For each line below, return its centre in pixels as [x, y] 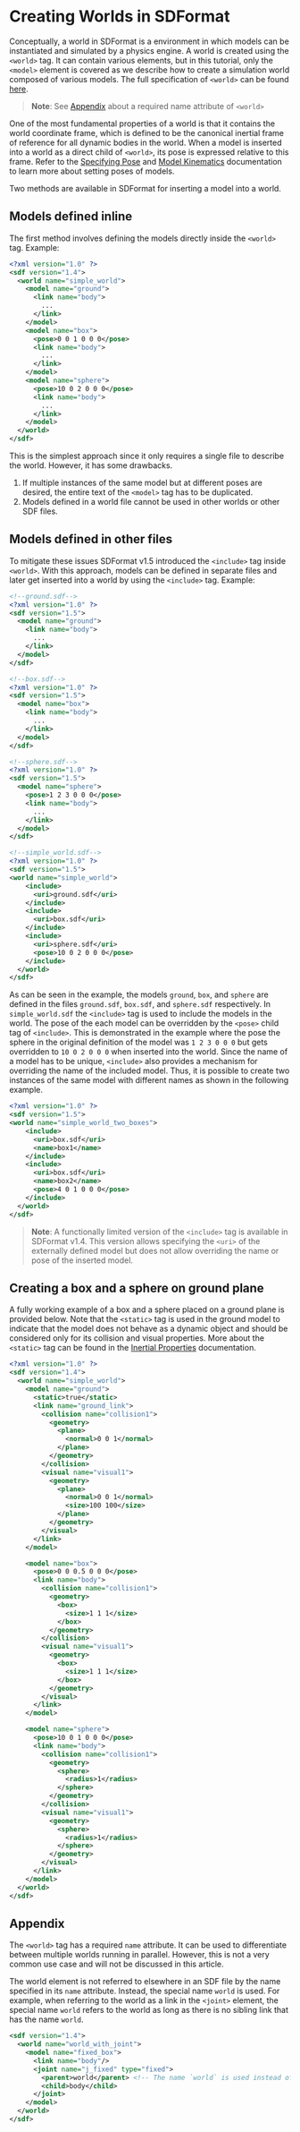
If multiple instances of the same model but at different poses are [142, 482]
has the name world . [46, 2019]
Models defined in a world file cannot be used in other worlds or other [151, 502]
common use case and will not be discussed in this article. [117, 1964]
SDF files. [40, 511]
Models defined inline [71, 217]
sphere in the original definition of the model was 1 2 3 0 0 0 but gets [138, 1042]
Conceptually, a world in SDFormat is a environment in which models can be [150, 41]
